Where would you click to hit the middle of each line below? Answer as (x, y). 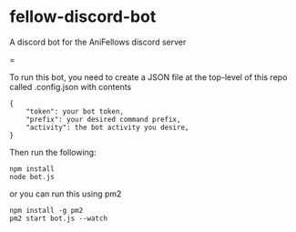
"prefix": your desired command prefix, (103, 119)
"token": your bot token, (75, 111)
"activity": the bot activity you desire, (107, 127)
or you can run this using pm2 (66, 194)
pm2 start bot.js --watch (58, 218)
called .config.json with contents (71, 86)
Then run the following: (53, 152)
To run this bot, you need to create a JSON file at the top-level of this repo (148, 77)
